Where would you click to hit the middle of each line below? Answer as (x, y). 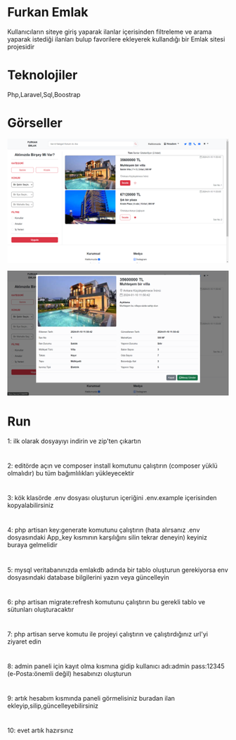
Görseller (35, 123)
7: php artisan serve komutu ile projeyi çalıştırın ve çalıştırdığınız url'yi (108, 634)
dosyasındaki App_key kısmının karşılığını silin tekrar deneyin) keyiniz (107, 537)
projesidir (21, 46)
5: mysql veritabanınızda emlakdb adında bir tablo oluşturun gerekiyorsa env (118, 570)
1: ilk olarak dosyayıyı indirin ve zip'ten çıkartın (74, 441)
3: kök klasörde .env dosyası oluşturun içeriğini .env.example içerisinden (112, 498)
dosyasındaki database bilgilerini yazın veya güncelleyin (88, 577)
